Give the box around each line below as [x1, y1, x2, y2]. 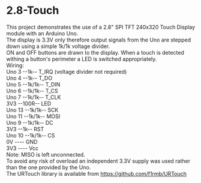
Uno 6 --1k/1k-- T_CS [6, 87, 58, 94]
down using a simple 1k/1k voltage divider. [6, 43, 110, 50]
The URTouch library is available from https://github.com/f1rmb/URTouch [6, 170, 187, 177]
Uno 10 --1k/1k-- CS [6, 131, 55, 139]
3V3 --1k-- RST [6, 125, 44, 133]
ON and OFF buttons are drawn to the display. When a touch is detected [6, 49, 184, 56]
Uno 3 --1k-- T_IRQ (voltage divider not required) [6, 68, 127, 75]
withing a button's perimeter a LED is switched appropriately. [6, 55, 157, 62]
